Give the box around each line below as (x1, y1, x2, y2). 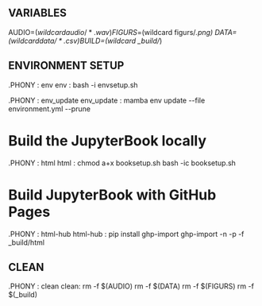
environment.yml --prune (8, 103, 91, 114)
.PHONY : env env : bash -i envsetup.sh (8, 79, 138, 90)
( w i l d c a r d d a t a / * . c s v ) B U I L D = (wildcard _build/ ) (8, 36, 163, 45)
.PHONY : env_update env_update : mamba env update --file (8, 95, 206, 105)
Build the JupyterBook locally (8, 131, 207, 149)
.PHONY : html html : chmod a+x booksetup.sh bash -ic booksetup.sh (8, 158, 237, 168)
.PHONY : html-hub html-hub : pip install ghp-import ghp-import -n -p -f (8, 229, 245, 238)
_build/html (8, 238, 45, 247)
